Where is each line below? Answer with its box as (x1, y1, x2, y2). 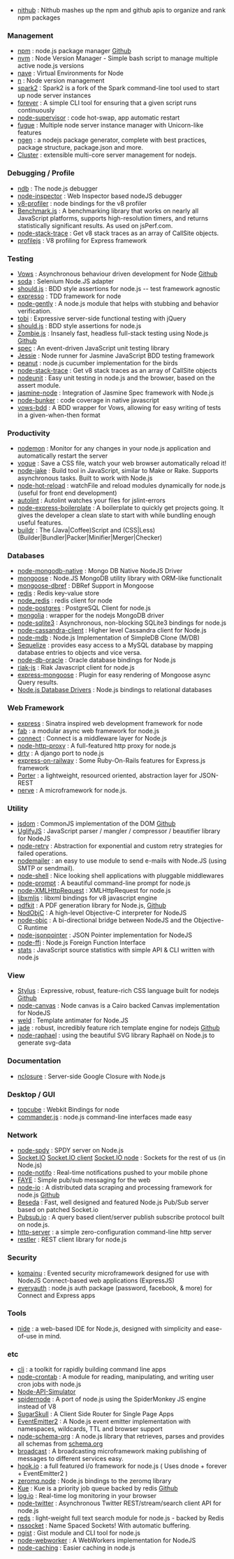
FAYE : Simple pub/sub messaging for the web (17, 1176, 151, 1185)
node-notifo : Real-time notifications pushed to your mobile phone (17, 1169, 208, 1177)
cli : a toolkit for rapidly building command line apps (17, 1365, 166, 1374)
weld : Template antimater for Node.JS (17, 1016, 129, 1024)
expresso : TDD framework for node (17, 292, 122, 300)
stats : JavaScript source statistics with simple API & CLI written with (17, 946, 215, 954)
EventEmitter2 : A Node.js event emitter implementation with (17, 1417, 191, 1426)
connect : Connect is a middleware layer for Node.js (17, 734, 168, 742)
